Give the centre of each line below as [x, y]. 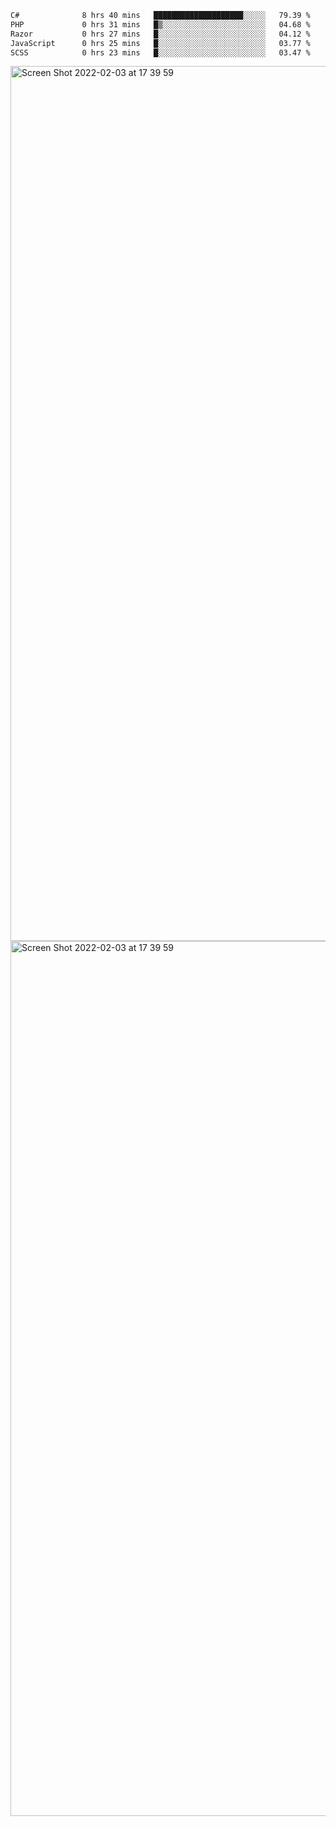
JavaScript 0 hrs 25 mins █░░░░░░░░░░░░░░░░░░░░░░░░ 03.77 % [160, 43]
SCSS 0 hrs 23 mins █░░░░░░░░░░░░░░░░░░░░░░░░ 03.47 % [160, 52]
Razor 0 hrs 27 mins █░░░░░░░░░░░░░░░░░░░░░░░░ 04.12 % [160, 34]
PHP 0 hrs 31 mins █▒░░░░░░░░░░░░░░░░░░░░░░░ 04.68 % [160, 24]
